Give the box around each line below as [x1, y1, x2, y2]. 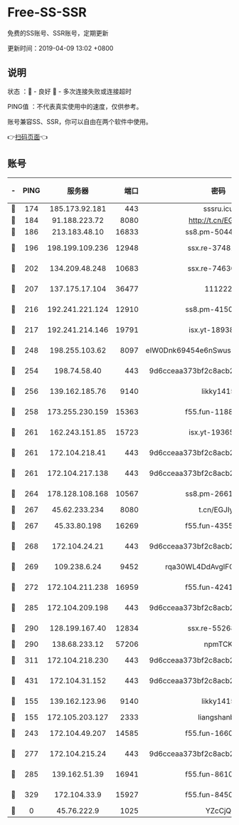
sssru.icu [203, 204, 234, 214]
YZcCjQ [205, 806, 232, 816]
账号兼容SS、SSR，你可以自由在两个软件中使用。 [7, 117, 152, 125]
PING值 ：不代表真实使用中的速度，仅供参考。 [7, 102, 143, 110]
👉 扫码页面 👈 [7, 133, 48, 141]
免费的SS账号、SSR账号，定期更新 [7, 28, 109, 37]
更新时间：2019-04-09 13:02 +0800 [7, 43, 114, 52]
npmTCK [203, 639, 233, 649]
